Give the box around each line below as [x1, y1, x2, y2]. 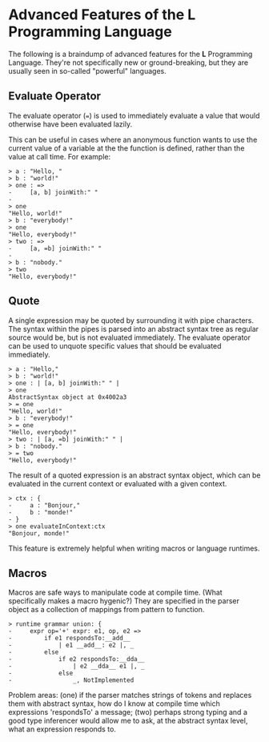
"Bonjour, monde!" [8, 529, 70, 538]
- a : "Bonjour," [8, 501, 81, 510]
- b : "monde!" [8, 508, 74, 516]
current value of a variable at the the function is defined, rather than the [8, 143, 245, 153]
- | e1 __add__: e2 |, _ [8, 641, 134, 650]
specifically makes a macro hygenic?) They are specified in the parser [8, 596, 240, 606]
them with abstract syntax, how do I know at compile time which [8, 699, 220, 708]
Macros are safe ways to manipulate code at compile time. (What [8, 587, 223, 598]
